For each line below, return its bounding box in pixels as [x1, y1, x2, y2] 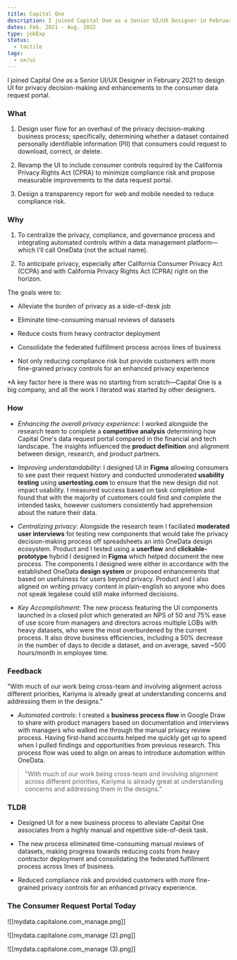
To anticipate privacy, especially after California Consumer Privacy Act [17, 260, 223, 268]
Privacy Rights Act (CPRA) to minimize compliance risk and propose [17, 168, 215, 177]
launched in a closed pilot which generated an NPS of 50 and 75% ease [17, 611, 227, 619]
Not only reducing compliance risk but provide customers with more [17, 357, 216, 365]
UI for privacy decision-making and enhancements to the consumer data [7, 83, 219, 92]
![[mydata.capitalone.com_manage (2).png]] [7, 931, 136, 939]
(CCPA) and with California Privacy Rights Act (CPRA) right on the [17, 267, 209, 276]
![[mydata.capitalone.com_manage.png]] [7, 917, 126, 925]
